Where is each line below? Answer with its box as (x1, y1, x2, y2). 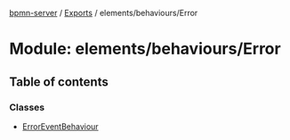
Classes (9, 101, 45, 113)
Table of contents (9, 74, 109, 89)
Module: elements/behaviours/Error (9, 39, 282, 59)
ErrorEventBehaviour (21, 120, 100, 132)
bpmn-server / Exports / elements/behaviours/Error (9, 8, 198, 18)
